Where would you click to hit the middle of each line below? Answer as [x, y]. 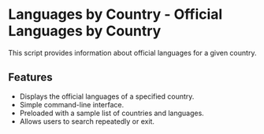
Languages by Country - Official [115, 14]
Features [30, 77]
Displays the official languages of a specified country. [107, 96]
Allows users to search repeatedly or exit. [87, 121]
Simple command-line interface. [72, 104]
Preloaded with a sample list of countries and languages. [112, 113]
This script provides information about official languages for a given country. [132, 53]
